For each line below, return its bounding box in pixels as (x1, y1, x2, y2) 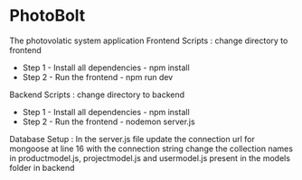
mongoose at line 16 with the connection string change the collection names (9, 143, 294, 154)
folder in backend (9, 162, 75, 173)
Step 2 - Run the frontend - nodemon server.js (22, 116, 196, 127)
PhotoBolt (9, 5, 86, 26)
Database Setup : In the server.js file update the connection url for (9, 133, 255, 144)
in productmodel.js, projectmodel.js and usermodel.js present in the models (9, 152, 291, 163)
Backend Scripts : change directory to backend (9, 89, 185, 100)
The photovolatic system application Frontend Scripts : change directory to (9, 35, 288, 46)
